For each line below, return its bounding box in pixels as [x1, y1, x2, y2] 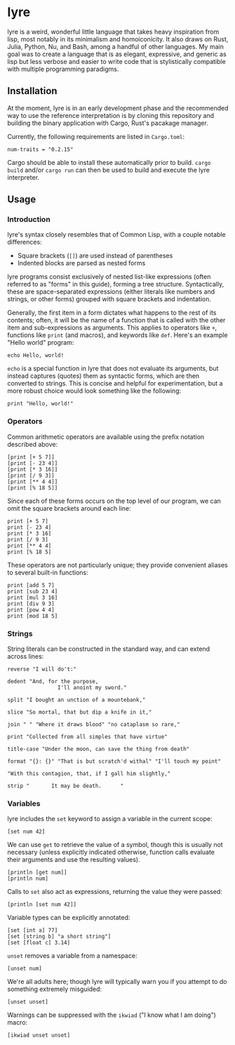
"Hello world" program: [7, 339, 74, 347]
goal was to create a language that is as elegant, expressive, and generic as [7, 50, 227, 58]
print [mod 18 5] [7, 612, 58, 619]
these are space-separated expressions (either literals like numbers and [7, 287, 215, 296]
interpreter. [7, 173, 40, 181]
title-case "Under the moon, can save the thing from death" [7, 746, 190, 753]
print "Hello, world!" [7, 400, 74, 407]
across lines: [7, 652, 44, 661]
